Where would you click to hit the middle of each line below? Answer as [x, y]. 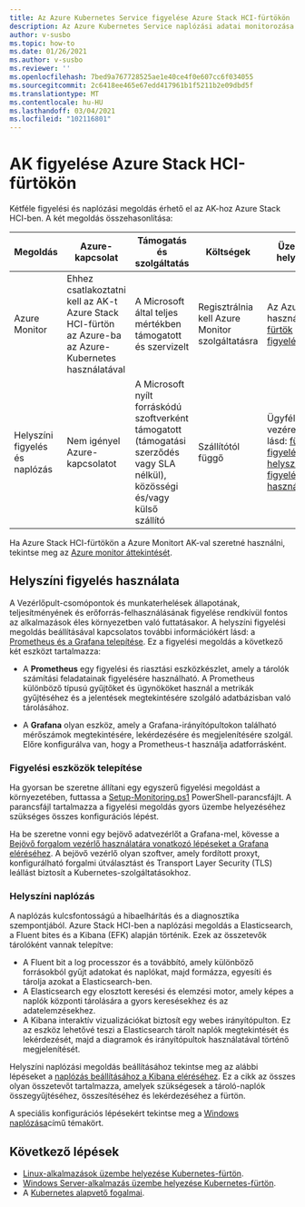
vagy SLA [155, 464]
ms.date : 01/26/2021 [49, 52]
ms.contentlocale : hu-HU [56, 102]
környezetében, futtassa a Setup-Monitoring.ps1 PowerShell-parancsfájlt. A [151, 797]
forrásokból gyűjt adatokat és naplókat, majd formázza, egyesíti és [147, 972]
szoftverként [162, 419]
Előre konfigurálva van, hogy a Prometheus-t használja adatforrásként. [155, 744]
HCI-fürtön [91, 324]
